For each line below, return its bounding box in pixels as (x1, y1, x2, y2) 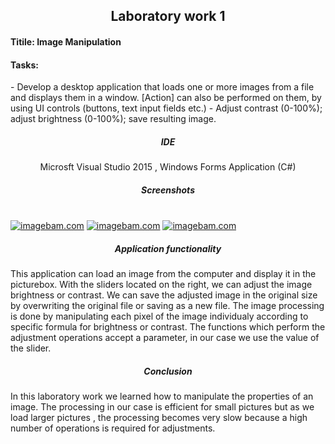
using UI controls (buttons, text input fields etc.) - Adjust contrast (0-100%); (10, 102, 323, 114)
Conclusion (143, 365, 193, 377)
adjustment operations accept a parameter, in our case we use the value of (10, 332, 320, 344)
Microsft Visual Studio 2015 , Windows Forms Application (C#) (39, 161, 297, 173)
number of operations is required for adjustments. (10, 422, 216, 434)
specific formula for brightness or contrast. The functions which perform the (10, 321, 326, 333)
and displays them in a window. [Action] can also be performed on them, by (10, 92, 322, 104)
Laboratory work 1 (110, 8, 226, 25)
